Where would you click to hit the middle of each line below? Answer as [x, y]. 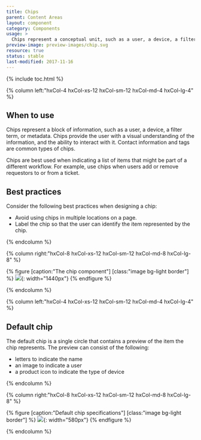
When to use [31, 115]
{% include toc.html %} [35, 79]
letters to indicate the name [48, 359]
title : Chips [22, 12]
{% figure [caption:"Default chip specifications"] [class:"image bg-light [94, 413]
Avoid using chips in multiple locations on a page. [76, 218]
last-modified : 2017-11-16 [40, 61]
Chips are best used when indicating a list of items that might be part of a [97, 160]
